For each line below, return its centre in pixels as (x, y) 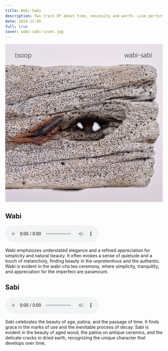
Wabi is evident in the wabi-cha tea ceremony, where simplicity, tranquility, (82, 266)
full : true (16, 27)
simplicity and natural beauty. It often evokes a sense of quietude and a (79, 255)
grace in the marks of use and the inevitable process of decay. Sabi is (77, 327)
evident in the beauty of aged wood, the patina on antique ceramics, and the (84, 332)
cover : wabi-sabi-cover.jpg (34, 32)
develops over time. (25, 343)
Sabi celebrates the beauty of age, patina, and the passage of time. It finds (82, 321)
